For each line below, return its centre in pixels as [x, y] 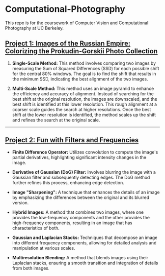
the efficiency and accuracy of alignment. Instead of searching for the [83, 94]
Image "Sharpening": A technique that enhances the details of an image [86, 192]
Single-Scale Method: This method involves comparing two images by [84, 63]
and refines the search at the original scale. [56, 120]
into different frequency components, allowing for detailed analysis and [84, 242]
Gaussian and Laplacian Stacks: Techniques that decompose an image [85, 237]
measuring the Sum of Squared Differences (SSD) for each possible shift [86, 68]
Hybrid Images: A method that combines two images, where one [78, 212]
